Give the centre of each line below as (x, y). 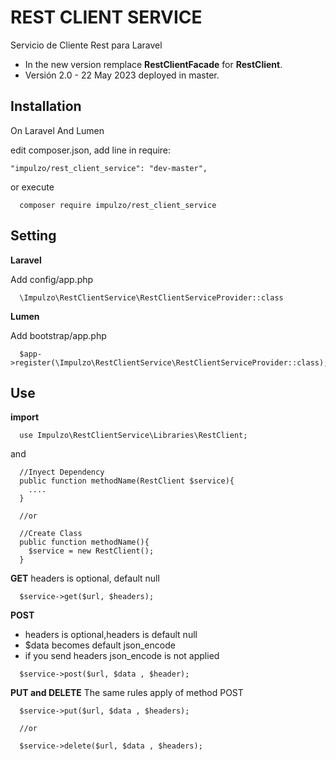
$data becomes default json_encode (100, 645)
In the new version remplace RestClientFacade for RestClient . (153, 64)
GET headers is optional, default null (85, 578)
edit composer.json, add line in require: (91, 150)
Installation (46, 106)
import (25, 417)
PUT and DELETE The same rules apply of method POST (127, 693)
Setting (33, 236)
